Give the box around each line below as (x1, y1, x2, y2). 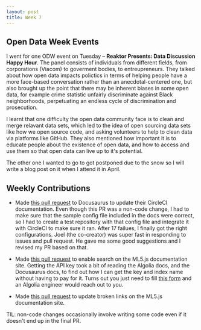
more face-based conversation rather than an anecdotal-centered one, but (6, 78, 193, 86)
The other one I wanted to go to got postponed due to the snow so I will (6, 159, 184, 166)
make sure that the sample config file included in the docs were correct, (14, 212, 194, 219)
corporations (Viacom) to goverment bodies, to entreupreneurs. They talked (6, 66, 195, 73)
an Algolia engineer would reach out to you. (14, 281, 124, 288)
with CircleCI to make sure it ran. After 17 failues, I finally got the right (14, 225, 187, 232)
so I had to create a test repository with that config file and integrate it (14, 218, 189, 226)
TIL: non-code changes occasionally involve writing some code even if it (6, 311, 187, 318)
